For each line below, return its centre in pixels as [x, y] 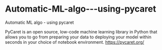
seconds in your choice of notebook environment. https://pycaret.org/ [74, 42]
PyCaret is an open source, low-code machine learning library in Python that [81, 32]
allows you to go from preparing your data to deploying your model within [78, 37]
